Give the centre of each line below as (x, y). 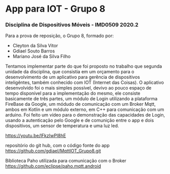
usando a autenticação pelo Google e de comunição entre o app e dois (80, 121)
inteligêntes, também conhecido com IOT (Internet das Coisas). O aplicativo (85, 82)
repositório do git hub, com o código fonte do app (58, 146)
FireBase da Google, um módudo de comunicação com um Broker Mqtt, (81, 104)
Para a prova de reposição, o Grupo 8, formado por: (60, 36)
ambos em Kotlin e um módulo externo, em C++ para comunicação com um (85, 109)
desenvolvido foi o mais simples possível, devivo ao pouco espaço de (78, 88)
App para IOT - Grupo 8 (55, 9)
